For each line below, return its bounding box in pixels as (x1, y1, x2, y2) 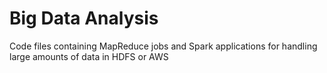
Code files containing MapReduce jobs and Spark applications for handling (9, 40, 318, 52)
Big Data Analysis (9, 7, 159, 30)
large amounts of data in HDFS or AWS (9, 50, 169, 62)
